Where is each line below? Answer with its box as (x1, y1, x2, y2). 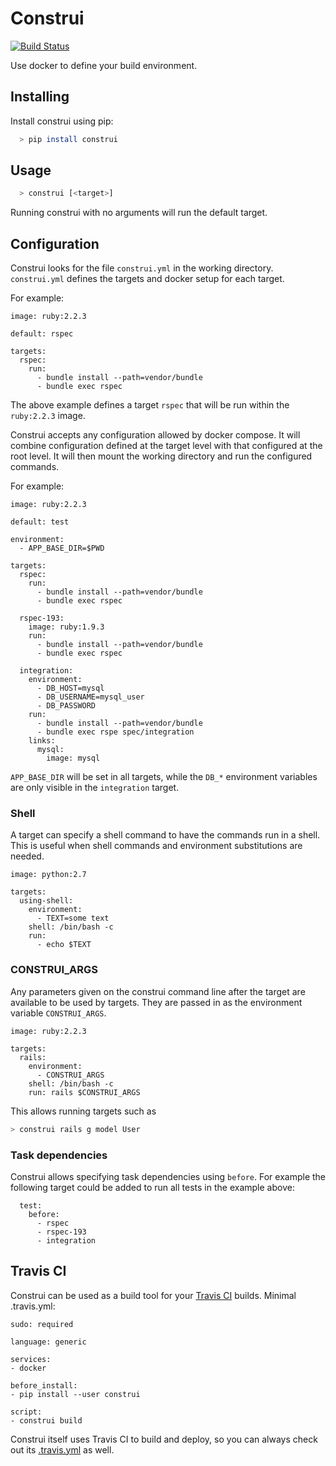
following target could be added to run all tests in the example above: (10, 1181, 295, 1193)
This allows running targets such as (10, 1105, 157, 1117)
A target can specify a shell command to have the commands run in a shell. (10, 829, 321, 841)
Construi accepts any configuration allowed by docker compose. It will (10, 429, 301, 441)
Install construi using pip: (10, 115, 114, 127)
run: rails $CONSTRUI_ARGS (28, 1087, 141, 1097)
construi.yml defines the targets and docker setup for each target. (10, 273, 285, 285)
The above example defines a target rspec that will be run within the (10, 399, 290, 411)
